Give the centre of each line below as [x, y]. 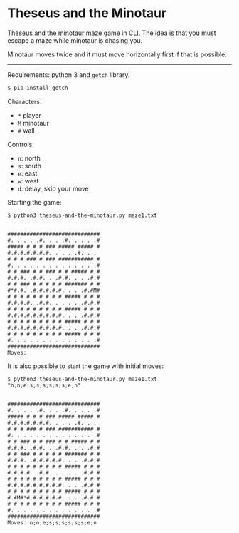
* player [29, 115]
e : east [27, 173]
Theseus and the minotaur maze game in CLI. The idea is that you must [112, 33]
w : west [28, 181]
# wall [26, 131]
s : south [29, 166]
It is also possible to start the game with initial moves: [86, 366]
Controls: [21, 144]
